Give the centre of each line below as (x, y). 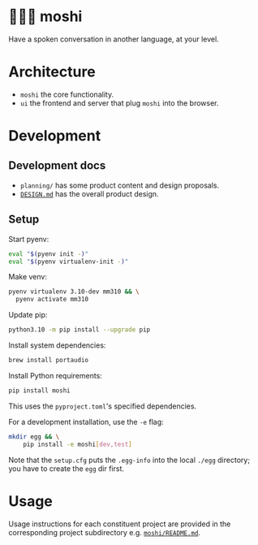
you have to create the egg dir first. (66, 468)
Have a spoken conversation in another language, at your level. (114, 39)
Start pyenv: (29, 239)
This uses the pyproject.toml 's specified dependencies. (103, 406)
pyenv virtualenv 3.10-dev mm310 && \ (74, 292)
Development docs (57, 166)
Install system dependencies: (57, 345)
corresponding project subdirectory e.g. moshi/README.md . (105, 532)
